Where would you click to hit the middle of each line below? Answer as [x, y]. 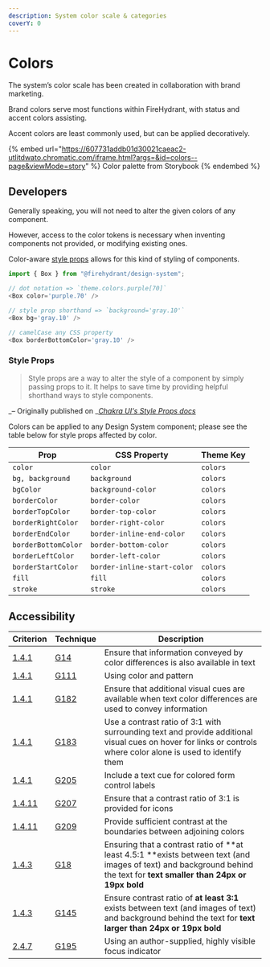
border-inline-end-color [138, 533]
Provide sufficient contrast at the [166, 821]
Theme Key [223, 455]
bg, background [41, 478]
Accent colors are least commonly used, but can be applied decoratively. [129, 134]
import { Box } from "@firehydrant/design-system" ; [96, 274]
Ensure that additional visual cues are [174, 689]
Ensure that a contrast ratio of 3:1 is [172, 799]
